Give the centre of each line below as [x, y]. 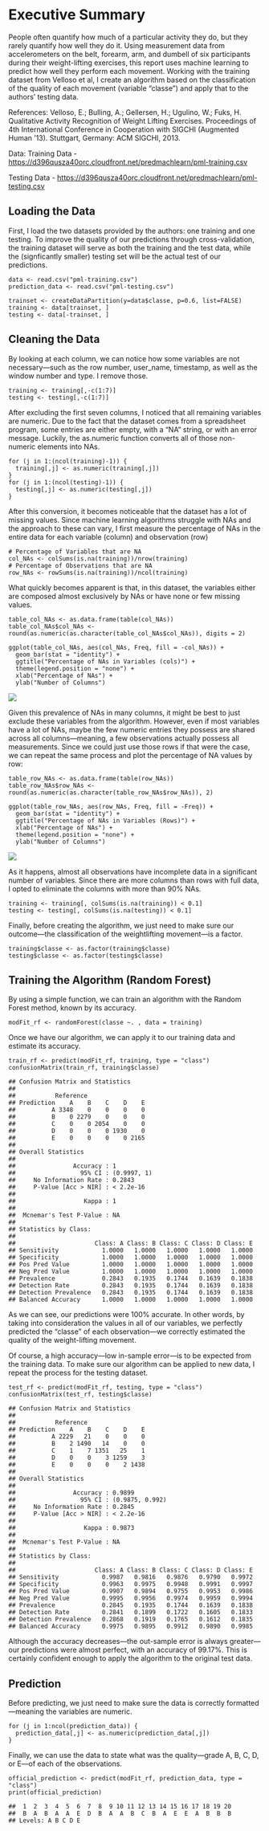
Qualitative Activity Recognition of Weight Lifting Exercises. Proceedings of [132, 120]
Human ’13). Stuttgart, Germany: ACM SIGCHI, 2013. [94, 137]
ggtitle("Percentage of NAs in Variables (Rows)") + [106, 821]
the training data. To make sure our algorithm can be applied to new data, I [132, 1364]
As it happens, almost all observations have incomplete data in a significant [133, 871]
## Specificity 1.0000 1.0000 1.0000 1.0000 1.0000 [130, 1258]
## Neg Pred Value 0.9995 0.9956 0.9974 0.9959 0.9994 [130, 1599]
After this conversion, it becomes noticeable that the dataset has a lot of [128, 511]
